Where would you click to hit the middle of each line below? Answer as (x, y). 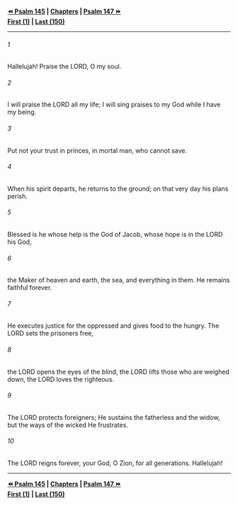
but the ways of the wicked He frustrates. (68, 425)
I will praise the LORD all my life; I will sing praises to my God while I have (114, 105)
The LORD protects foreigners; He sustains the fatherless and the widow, (114, 417)
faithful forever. (30, 288)
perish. (18, 196)
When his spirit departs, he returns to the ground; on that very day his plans (118, 189)
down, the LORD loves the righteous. (61, 379)
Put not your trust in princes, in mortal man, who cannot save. (97, 150)
